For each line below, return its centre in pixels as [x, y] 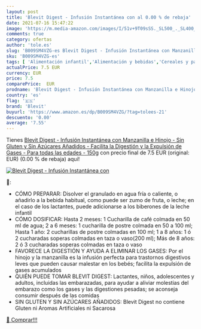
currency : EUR [24, 73]
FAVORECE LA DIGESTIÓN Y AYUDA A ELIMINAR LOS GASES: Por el [99, 251]
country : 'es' [24, 95]
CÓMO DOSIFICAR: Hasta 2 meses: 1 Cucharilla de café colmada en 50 [102, 220]
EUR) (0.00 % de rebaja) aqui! [43, 159]
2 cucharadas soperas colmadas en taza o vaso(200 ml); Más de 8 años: [105, 238]
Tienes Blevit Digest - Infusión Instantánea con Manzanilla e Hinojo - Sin [95, 140]
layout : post [22, 12]
